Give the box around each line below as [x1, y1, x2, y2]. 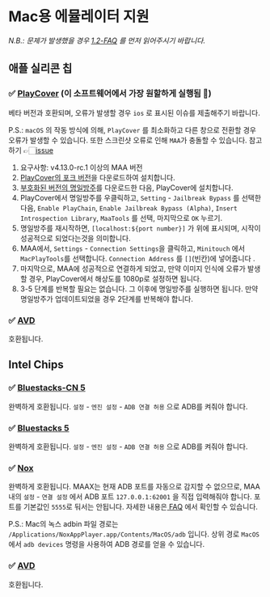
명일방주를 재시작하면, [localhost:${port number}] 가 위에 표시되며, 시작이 [19, 223, 261, 233]
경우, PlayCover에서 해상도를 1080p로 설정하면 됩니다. [28, 273, 202, 283]
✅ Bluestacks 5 [8, 422, 70, 434]
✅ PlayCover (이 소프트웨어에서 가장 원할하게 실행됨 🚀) [8, 88, 212, 99]
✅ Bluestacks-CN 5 [8, 382, 86, 393]
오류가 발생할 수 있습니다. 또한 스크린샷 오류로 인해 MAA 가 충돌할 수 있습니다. [8, 135, 248, 145]
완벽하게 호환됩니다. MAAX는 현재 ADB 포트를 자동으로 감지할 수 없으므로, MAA [8, 482, 261, 492]
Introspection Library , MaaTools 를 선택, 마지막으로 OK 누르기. [19, 213, 223, 222]
